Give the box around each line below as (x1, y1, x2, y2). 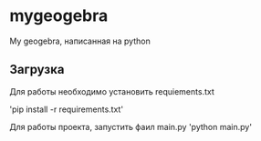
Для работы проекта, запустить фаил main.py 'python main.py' (9, 121, 253, 132)
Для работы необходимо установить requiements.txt (9, 86, 214, 96)
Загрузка (9, 62, 65, 77)
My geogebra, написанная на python (9, 35, 151, 46)
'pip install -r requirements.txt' (9, 104, 124, 115)
